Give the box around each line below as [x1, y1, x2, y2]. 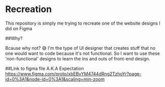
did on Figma [5, 25, 33, 31]
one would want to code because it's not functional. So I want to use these [5, 50, 160, 56]
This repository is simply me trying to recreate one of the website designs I [5, 20, 160, 26]
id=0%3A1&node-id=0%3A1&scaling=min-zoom [5, 76, 105, 82]
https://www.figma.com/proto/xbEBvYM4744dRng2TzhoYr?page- [5, 70, 142, 76]
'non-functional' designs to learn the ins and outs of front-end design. [5, 55, 150, 61]
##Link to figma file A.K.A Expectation [5, 65, 84, 71]
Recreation [5, 4, 52, 15]
